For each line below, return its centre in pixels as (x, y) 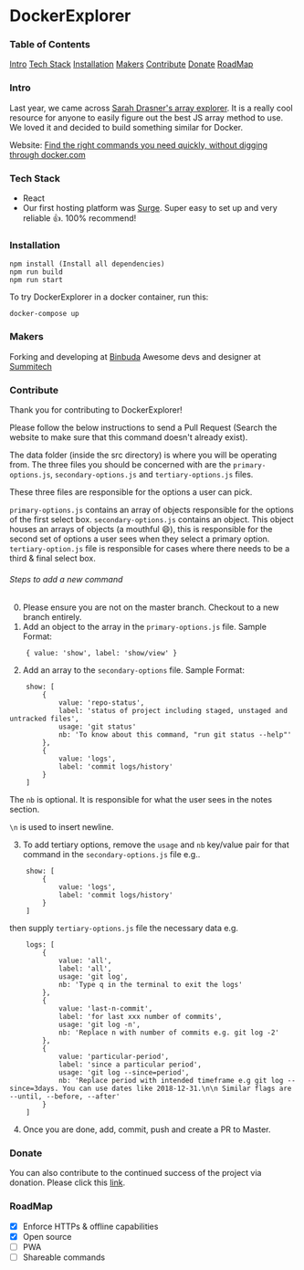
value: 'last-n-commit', (105, 1009)
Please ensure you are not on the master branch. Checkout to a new (151, 607)
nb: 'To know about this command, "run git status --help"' (175, 735)
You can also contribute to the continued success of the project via (136, 1173)
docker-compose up (44, 314)
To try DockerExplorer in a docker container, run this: (109, 297)
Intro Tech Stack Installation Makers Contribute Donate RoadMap (131, 64)
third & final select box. (52, 558)
